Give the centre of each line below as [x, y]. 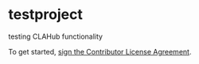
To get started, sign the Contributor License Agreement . [100, 51]
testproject [46, 15]
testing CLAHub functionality [56, 36]
